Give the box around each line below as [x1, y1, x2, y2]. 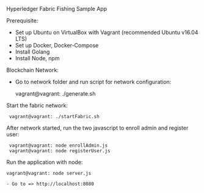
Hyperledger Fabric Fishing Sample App [6, 5, 107, 12]
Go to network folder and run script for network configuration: [15, 79, 172, 85]
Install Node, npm [15, 55, 60, 61]
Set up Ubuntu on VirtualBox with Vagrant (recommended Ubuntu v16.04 [15, 29, 199, 36]
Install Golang [15, 48, 50, 55]
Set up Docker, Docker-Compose [15, 42, 99, 49]
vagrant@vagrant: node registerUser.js [9, 148, 111, 154]
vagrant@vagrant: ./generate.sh [15, 90, 96, 97]
